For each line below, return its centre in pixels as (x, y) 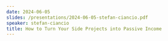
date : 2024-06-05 (28, 12)
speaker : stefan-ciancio (38, 23)
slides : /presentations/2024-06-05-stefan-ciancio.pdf (77, 17)
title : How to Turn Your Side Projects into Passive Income (84, 29)
